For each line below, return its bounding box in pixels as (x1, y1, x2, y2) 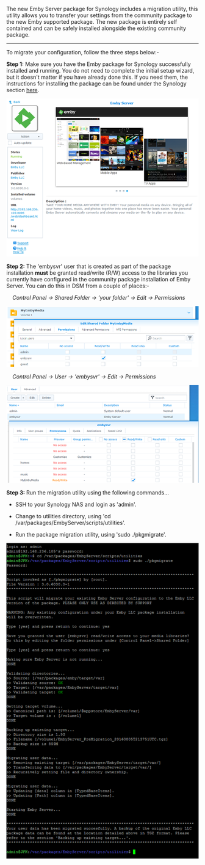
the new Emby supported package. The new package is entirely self (6, 18, 178, 25)
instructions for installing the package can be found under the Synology (6, 80, 187, 87)
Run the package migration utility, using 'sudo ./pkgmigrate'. (15, 530, 167, 538)
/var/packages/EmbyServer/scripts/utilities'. (15, 519, 126, 526)
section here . (6, 87, 40, 93)
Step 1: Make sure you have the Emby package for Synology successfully (6, 60, 191, 68)
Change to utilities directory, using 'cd (15, 512, 111, 519)
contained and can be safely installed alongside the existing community (6, 24, 187, 32)
